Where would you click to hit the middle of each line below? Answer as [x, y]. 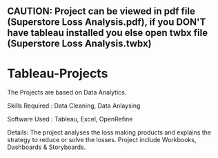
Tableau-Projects [58, 73]
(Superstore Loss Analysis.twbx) [79, 44]
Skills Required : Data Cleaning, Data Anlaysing [74, 106]
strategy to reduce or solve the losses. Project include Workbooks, [102, 140]
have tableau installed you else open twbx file [108, 33]
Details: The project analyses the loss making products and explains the [109, 132]
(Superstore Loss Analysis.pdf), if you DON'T [107, 22]
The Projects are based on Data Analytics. [67, 92]
